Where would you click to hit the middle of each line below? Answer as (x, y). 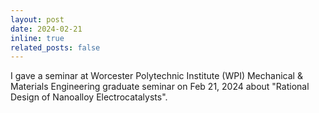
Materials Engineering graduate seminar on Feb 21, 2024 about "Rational (160, 87)
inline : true (37, 38)
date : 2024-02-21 (46, 29)
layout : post (37, 19)
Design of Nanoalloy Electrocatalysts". (89, 97)
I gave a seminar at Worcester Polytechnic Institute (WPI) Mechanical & (156, 76)
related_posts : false (55, 47)
